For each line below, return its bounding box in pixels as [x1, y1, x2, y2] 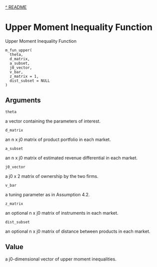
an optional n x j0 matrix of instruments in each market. [5, 210, 119, 216]
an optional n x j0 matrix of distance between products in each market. [5, 228, 151, 234]
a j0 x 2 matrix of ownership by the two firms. [5, 173, 99, 179]
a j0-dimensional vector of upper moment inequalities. [5, 256, 117, 262]
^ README [5, 4, 27, 10]
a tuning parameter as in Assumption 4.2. [5, 191, 90, 197]
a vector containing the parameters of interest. [5, 118, 101, 124]
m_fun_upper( [5, 47, 32, 53]
